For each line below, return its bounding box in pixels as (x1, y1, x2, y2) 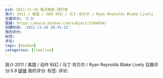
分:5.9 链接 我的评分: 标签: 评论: (5, 67, 69, 73)
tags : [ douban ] (5, 43, 36, 48)
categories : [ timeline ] (5, 47, 54, 52)
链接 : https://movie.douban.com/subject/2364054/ (5, 20, 107, 26)
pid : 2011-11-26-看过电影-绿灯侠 (5, 7, 68, 12)
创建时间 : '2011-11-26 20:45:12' (5, 25, 70, 30)
